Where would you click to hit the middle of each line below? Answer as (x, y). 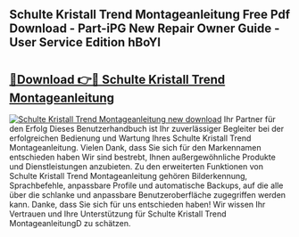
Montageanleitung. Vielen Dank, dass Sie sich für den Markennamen (135, 147)
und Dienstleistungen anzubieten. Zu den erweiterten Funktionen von (136, 167)
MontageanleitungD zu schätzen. (70, 223)
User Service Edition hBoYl (85, 42)
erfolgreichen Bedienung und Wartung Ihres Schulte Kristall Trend (130, 138)
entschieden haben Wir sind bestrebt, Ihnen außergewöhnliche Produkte (143, 157)
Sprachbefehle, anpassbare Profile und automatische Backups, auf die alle (146, 185)
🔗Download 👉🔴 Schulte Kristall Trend (117, 79)
